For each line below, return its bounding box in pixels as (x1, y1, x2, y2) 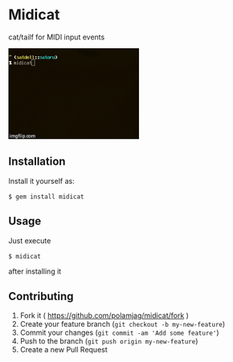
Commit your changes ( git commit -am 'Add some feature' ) (19, 327, 219, 338)
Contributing (8, 289, 74, 303)
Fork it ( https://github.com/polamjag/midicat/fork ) (19, 311, 189, 320)
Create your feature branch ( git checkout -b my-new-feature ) (19, 319, 226, 329)
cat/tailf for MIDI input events (8, 32, 105, 42)
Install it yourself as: (8, 176, 75, 185)
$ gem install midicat (8, 193, 84, 201)
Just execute (8, 235, 51, 246)
